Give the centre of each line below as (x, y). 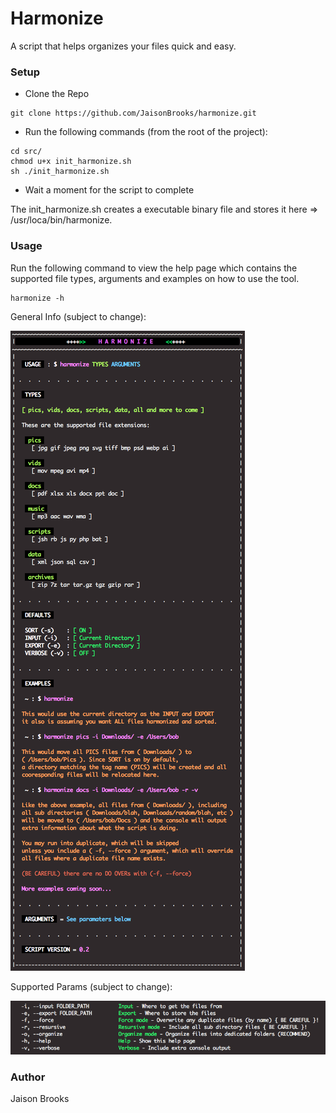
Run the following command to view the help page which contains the (154, 268)
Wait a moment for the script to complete (109, 190)
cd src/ (26, 152)
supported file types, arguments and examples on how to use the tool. (155, 278)
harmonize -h (37, 298)
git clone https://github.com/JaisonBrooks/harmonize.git (133, 113)
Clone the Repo (57, 94)
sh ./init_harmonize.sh (60, 172)
